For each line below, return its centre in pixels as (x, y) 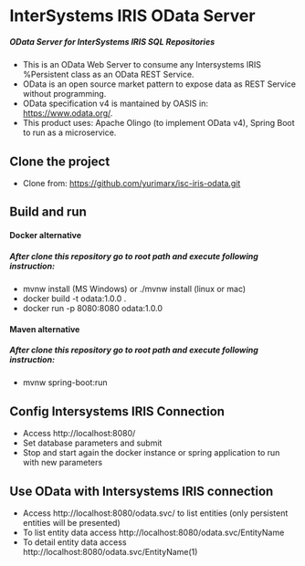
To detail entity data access (74, 542)
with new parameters (63, 463)
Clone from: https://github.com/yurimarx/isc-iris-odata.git (131, 183)
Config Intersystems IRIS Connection (117, 411)
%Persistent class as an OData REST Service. (108, 75)
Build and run (48, 212)
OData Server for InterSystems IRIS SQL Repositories (112, 41)
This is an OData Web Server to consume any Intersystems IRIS (142, 65)
